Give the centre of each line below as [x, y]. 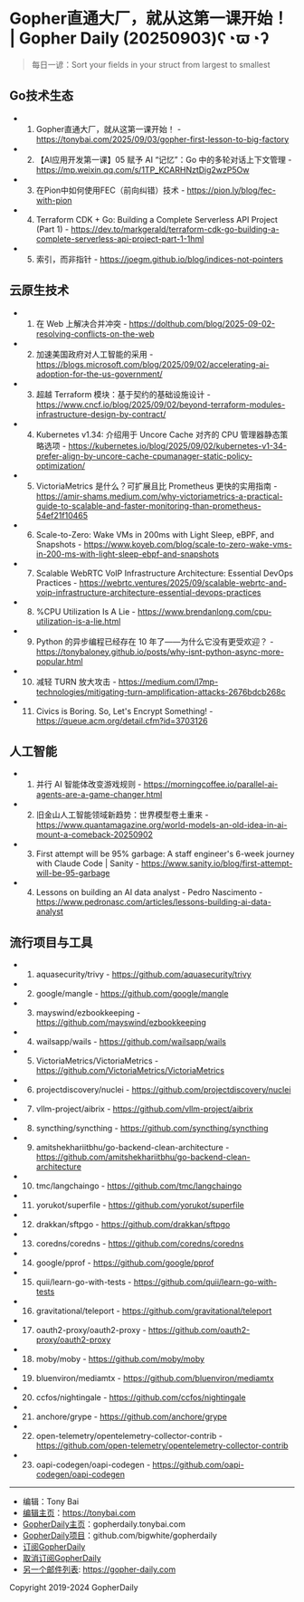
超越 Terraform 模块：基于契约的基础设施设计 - [123, 394]
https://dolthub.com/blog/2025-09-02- [202, 323]
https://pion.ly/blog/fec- [231, 190]
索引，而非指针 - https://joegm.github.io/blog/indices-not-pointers [159, 259]
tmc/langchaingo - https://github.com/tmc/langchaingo [139, 1186]
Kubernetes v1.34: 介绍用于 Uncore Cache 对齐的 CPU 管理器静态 [158, 434]
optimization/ [61, 465]
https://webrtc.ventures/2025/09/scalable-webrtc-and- [183, 582]
